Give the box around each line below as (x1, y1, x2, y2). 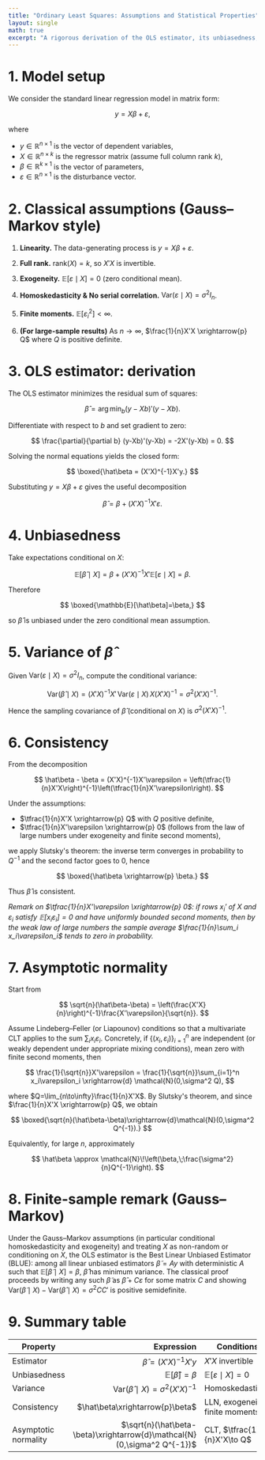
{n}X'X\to (203, 1434, 239, 1445)
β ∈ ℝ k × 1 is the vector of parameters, (19, 160, 144, 171)
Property (21, 1341, 56, 1352)
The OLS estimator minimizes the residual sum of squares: (8, 389, 198, 398)
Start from (8, 984, 42, 994)
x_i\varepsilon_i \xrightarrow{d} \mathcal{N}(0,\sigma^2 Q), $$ (30, 1075, 235, 1085)
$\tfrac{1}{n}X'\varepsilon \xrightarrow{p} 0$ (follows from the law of (19, 822, 245, 832)
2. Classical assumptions (8, 200, 176, 218)
